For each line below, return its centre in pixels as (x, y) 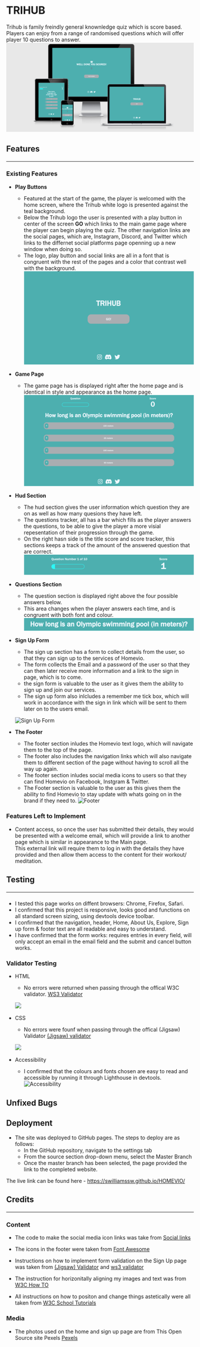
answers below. (43, 603)
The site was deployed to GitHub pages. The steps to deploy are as (97, 1138)
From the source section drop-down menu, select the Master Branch (108, 1156)
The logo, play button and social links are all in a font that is (96, 255)
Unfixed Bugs (32, 1103)
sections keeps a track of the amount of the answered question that (107, 545)
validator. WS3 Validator (53, 994)
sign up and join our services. (60, 690)
